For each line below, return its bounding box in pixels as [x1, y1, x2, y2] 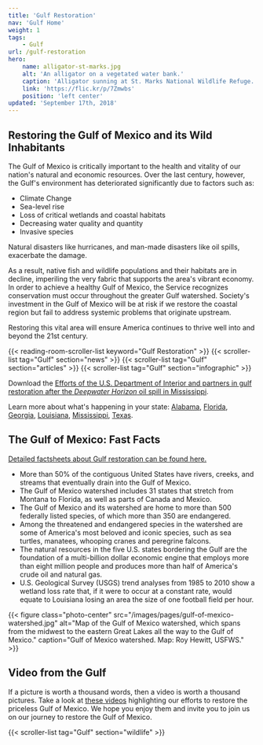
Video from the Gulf [8, 666, 107, 680]
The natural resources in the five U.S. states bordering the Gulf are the [19, 544, 247, 554]
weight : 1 [8, 26, 41, 34]
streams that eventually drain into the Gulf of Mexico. [19, 478, 192, 487]
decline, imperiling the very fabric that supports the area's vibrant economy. [8, 274, 254, 283]
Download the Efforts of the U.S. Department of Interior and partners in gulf [8, 378, 253, 388]
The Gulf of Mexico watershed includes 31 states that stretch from [19, 485, 234, 496]
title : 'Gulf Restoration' [8, 11, 97, 20]
